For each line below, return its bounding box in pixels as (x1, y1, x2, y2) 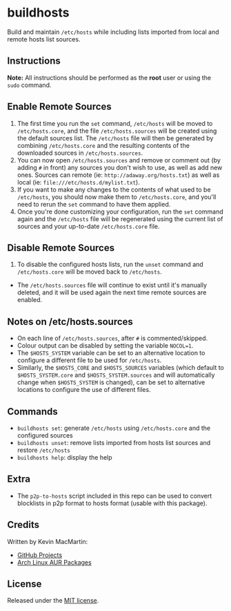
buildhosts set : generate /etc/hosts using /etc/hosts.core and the (17, 424, 211, 432)
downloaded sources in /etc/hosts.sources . (17, 149, 143, 157)
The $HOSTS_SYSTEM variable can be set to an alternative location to (17, 349, 205, 357)
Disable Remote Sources (7, 242, 115, 254)
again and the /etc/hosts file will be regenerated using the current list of (17, 214, 223, 223)
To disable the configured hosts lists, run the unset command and (17, 261, 203, 269)
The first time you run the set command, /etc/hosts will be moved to (17, 119, 213, 127)
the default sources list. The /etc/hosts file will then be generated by (17, 133, 214, 142)
